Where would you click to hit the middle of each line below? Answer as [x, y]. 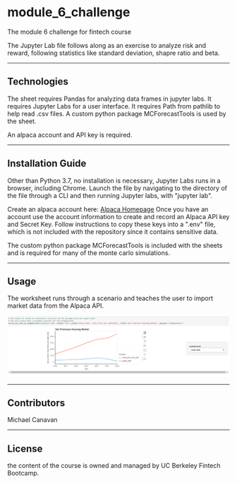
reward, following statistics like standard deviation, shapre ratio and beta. [114, 53]
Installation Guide [47, 164]
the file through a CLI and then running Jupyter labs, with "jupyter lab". [110, 195]
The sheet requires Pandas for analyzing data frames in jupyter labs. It [109, 99]
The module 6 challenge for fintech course [69, 32]
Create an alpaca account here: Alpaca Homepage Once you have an [108, 209]
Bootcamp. [23, 473]
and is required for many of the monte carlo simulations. [89, 253]
